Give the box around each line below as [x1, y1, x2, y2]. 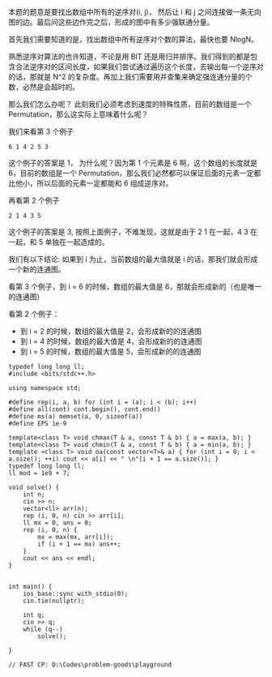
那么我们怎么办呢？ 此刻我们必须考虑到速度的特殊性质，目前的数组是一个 [8, 100, 252, 109]
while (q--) [23, 625, 63, 633]
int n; [23, 491, 45, 499]
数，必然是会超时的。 [8, 82, 79, 92]
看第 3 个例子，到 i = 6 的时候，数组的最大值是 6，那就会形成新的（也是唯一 [8, 282, 262, 291]
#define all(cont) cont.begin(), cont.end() [8, 405, 161, 413]
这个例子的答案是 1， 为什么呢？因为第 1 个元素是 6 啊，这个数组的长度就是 [8, 158, 257, 168]
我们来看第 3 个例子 [8, 126, 74, 136]
